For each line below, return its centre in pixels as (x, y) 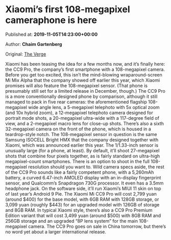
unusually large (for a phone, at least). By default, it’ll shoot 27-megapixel (82, 150)
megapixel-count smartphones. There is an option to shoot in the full (77, 161)
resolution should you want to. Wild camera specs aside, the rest (96, 167)
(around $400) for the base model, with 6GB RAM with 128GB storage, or (82, 199)
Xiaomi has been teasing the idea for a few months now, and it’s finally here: (85, 64)
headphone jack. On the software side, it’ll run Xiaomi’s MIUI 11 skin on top (83, 188)
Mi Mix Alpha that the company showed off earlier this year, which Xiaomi (83, 80)
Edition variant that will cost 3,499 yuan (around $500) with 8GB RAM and (83, 216)
